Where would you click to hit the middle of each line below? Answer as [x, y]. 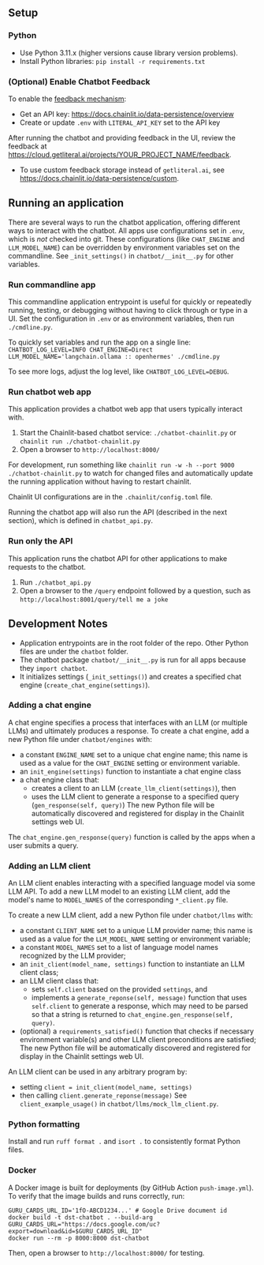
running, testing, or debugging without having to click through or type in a [128, 311]
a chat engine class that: [59, 779]
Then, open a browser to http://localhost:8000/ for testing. [106, 1252]
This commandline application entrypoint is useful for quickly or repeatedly [130, 302]
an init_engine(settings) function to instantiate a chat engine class [130, 771]
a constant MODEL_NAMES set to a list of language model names [119, 947]
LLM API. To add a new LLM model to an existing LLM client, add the [119, 891]
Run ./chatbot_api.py [55, 582]
